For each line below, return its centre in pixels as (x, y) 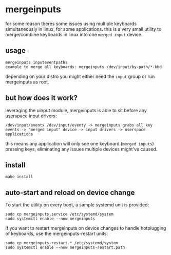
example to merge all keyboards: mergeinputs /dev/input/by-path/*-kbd (83, 67)
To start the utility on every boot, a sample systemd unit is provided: (77, 205)
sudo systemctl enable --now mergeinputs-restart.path (65, 248)
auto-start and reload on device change (70, 192)
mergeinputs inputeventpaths (36, 62)
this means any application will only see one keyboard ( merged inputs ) (80, 143)
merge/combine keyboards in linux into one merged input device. (74, 34)
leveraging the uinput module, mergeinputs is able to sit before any (76, 110)
